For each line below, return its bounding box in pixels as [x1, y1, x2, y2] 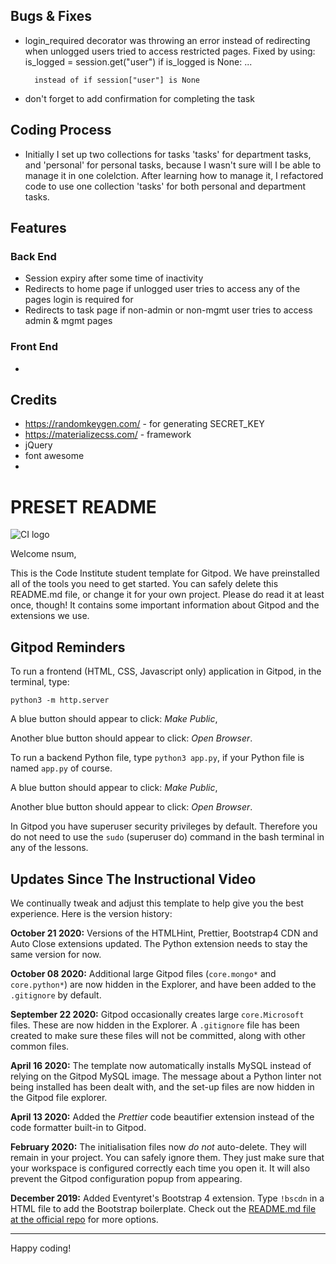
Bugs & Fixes [10, 8, 93, 25]
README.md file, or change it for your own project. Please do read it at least [10, 589, 325, 601]
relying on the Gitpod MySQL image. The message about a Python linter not [10, 1070, 322, 1082]
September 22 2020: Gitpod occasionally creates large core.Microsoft [10, 1008, 305, 1020]
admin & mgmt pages [24, 315, 113, 327]
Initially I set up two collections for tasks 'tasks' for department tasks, [24, 148, 312, 160]
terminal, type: [10, 676, 70, 688]
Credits [10, 392, 58, 408]
